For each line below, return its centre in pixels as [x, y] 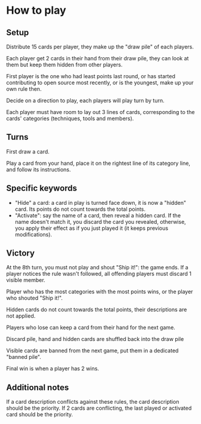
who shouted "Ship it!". [34, 298]
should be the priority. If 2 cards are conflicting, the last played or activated [99, 408]
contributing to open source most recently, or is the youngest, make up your [100, 82]
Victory [20, 254]
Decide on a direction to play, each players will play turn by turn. [85, 100]
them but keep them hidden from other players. [64, 64]
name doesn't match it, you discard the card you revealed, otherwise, [100, 222]
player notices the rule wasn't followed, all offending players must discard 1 [99, 274]
